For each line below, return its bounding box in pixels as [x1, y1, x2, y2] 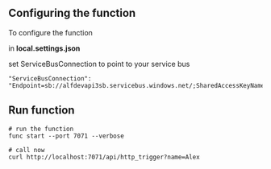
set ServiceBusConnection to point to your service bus [8, 59, 190, 68]
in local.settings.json [8, 43, 81, 53]
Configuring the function [8, 6, 136, 20]
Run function [8, 104, 75, 117]
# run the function [8, 125, 74, 133]
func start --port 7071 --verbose [8, 132, 125, 140]
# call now [8, 146, 45, 154]
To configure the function [8, 27, 93, 37]
